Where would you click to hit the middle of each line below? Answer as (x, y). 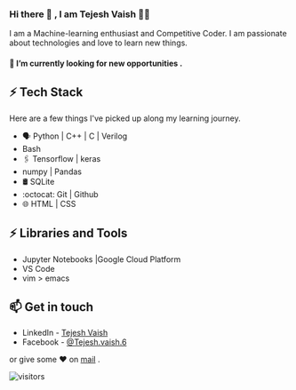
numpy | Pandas (52, 171)
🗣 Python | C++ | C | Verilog (75, 136)
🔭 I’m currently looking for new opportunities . (96, 63)
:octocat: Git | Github (60, 194)
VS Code (38, 268)
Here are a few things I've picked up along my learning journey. (125, 118)
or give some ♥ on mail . (55, 360)
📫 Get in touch (52, 307)
